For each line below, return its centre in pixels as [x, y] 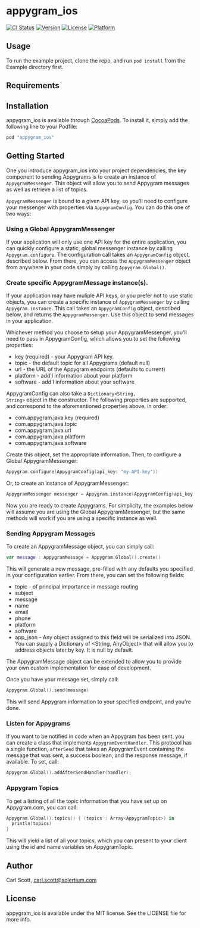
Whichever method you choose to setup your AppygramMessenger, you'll [97, 332]
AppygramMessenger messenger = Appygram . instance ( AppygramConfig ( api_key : [101, 494]
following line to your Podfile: [42, 126]
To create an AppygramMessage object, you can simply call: [80, 547]
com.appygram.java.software [51, 443]
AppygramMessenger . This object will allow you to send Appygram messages [98, 183]
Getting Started [35, 156]
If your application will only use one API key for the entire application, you [96, 242]
